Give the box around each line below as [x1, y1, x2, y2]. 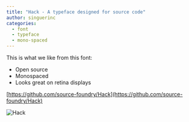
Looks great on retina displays [15, 79, 91, 86]
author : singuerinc [6, 15, 56, 21]
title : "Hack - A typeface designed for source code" [6, 9, 146, 15]
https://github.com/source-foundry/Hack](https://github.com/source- [8, 91, 183, 98]
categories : [6, 20, 37, 26]
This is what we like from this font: [6, 54, 93, 61]
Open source [15, 66, 48, 73]
